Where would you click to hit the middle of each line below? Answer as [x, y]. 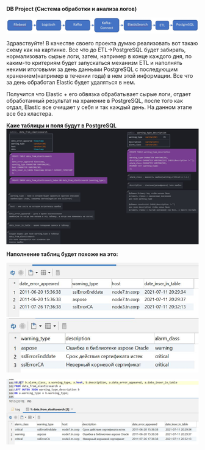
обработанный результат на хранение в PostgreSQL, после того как [95, 101]
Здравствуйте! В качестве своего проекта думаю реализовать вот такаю [102, 43]
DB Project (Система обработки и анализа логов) [72, 9]
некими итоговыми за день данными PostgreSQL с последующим [92, 69]
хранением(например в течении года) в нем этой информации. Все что [100, 76]
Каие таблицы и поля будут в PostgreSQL [62, 126]
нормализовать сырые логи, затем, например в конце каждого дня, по [99, 56]
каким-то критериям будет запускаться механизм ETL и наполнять [95, 63]
